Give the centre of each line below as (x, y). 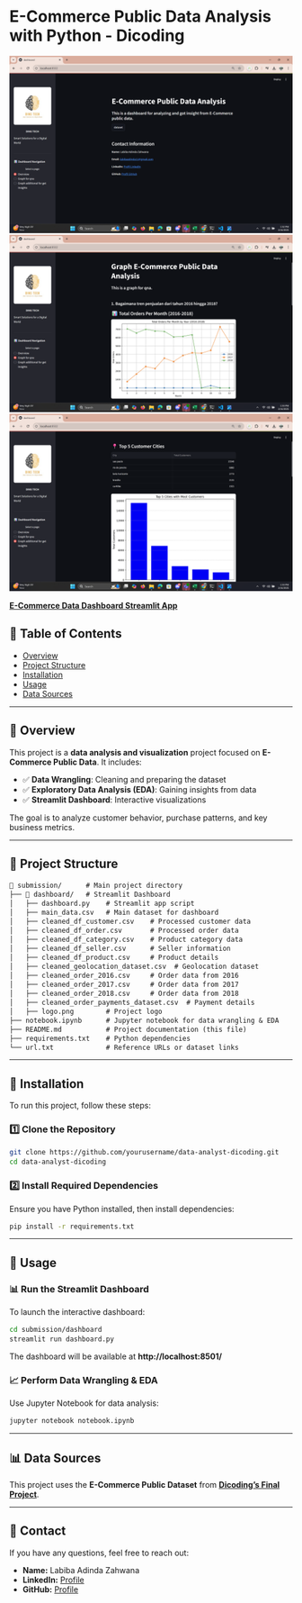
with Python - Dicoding (97, 36)
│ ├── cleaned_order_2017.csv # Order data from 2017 (124, 985)
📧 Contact (38, 1531)
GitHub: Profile (50, 1589)
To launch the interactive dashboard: (77, 1312)
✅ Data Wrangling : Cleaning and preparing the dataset (124, 779)
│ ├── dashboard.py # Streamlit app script (102, 904)
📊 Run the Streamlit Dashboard (80, 1289)
